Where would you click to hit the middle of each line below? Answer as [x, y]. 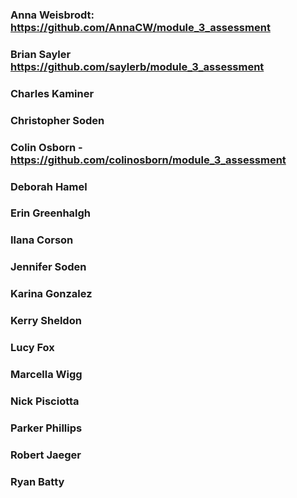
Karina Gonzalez [51, 294]
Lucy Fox [32, 348]
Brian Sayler [41, 54]
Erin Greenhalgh [51, 213]
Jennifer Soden [48, 267]
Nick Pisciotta [45, 401]
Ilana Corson [42, 240]
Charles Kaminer [52, 93]
